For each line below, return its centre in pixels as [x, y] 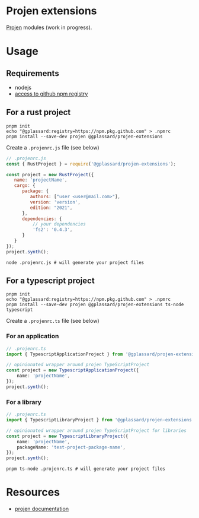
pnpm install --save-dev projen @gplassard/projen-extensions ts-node [95, 305]
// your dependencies [59, 224]
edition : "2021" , [51, 208]
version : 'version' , [55, 202]
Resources [33, 492]
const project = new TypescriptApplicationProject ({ [73, 370]
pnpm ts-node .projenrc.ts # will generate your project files [86, 469]
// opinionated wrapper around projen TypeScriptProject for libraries [96, 430]
